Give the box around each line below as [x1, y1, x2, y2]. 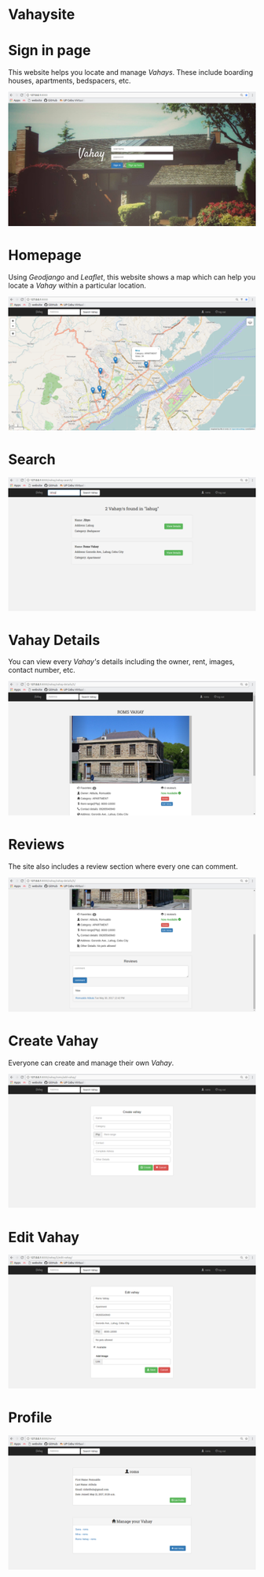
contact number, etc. [8, 666, 76, 675]
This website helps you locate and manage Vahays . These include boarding [8, 68, 254, 77]
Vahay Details [8, 631, 101, 649]
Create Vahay [8, 1032, 99, 1049]
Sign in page [8, 42, 91, 60]
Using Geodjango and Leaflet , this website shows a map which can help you [8, 273, 256, 282]
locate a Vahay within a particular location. [8, 281, 147, 291]
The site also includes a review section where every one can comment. [8, 862, 238, 871]
